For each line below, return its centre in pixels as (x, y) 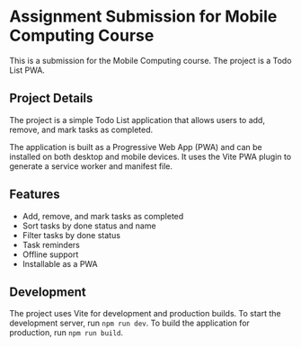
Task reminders (51, 245)
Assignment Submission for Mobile (143, 17)
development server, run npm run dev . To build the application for (129, 323)
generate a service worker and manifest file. (91, 166)
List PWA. (27, 70)
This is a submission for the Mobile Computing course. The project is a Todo (150, 60)
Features (35, 195)
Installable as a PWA (60, 263)
